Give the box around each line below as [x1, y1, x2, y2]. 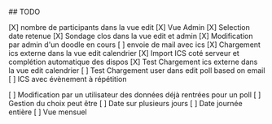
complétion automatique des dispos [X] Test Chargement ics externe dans [8, 57, 258, 66]
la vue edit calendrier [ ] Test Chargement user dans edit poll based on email [8, 66, 265, 75]
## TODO [8, 7, 41, 16]
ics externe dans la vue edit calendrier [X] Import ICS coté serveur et [8, 49, 240, 58]
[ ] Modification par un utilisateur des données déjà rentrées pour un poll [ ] [8, 90, 261, 100]
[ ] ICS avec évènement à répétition [8, 75, 127, 83]
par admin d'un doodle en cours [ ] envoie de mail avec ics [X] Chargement [8, 40, 261, 49]
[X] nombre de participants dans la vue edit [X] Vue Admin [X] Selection [8, 23, 251, 32]
